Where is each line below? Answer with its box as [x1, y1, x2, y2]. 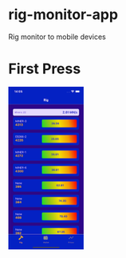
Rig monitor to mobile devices [8, 32, 106, 41]
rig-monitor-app [8, 6, 118, 24]
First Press [8, 60, 81, 78]
